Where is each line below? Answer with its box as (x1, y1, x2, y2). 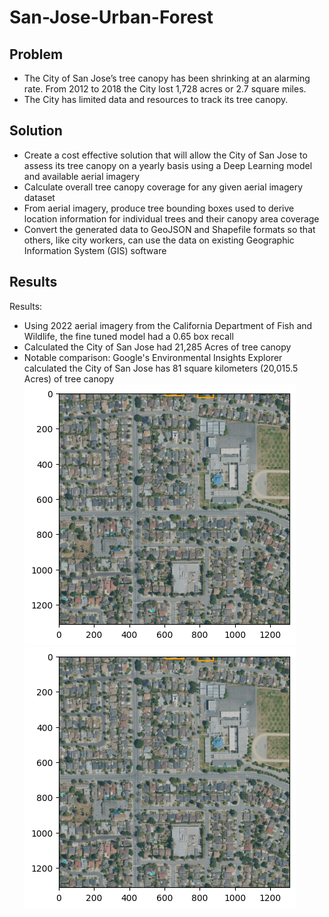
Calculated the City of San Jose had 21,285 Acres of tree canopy (23, 341, 292, 353)
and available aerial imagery (23, 170, 141, 182)
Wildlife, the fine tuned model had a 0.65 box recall (23, 330, 234, 342)
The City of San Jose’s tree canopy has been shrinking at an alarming (23, 72, 311, 84)
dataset (23, 191, 56, 203)
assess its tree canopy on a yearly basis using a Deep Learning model (23, 159, 313, 171)
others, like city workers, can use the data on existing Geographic (23, 234, 295, 246)
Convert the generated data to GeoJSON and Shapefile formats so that (23, 223, 316, 235)
